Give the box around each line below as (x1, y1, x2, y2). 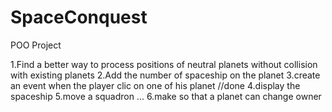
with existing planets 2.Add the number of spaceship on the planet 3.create (10, 69, 321, 81)
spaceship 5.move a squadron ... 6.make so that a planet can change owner (10, 90, 322, 102)
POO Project (10, 39, 62, 51)
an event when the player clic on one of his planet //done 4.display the (10, 79, 301, 91)
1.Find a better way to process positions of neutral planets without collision (10, 58, 318, 70)
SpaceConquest (10, 6, 148, 29)
